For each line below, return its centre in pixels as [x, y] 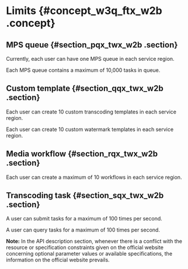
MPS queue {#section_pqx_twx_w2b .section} [92, 45]
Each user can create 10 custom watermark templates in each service [90, 129]
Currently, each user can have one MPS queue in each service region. [90, 59]
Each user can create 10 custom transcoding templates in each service [91, 112]
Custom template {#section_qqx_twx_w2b [85, 89]
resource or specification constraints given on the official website [85, 247]
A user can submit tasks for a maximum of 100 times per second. [84, 219]
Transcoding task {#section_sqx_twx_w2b [85, 196]
